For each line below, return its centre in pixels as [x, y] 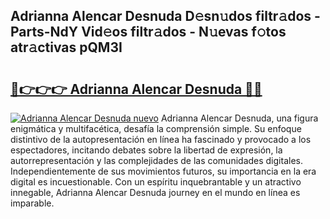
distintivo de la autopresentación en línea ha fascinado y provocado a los [161, 139]
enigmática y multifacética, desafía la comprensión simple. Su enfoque [156, 128]
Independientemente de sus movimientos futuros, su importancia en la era [163, 171]
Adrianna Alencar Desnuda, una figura [239, 118]
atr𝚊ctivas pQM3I [66, 47]
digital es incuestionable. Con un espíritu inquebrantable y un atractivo [156, 182]
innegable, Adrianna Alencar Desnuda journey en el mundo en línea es [155, 192]
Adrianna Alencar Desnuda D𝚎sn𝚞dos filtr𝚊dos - [165, 16]
